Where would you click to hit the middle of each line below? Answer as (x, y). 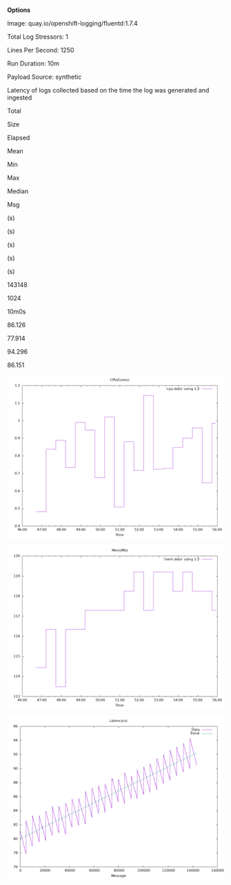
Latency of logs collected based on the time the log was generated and (108, 90)
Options (19, 10)
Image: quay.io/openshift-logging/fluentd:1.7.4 (72, 23)
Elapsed (19, 138)
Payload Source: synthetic (44, 77)
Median (18, 191)
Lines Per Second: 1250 (41, 50)
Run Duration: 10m (33, 64)
